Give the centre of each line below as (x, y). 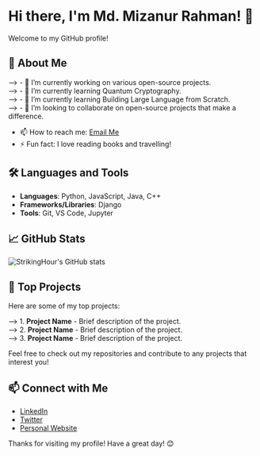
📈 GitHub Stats (47, 239)
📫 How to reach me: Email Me (69, 132)
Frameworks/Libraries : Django (71, 204)
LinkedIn (34, 411)
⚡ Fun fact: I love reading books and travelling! (96, 144)
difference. (26, 116)
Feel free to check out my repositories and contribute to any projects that (128, 354)
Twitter (31, 419)
